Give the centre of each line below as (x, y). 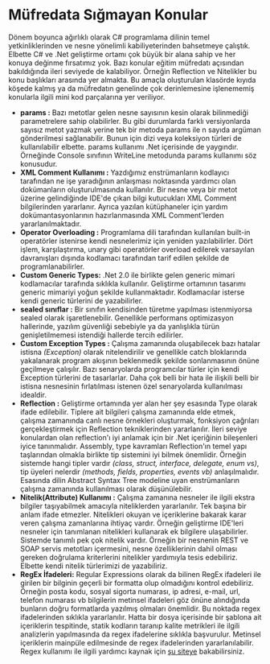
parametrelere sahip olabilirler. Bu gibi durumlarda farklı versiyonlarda (135, 121)
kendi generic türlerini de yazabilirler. (81, 300)
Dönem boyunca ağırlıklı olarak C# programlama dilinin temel (109, 37)
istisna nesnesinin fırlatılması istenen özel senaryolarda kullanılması (131, 386)
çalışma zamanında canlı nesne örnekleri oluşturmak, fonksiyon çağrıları (139, 420)
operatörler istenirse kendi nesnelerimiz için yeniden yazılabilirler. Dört (136, 241)
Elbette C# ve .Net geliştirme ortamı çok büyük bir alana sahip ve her (122, 54)
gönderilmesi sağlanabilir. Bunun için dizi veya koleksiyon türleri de (131, 138)
